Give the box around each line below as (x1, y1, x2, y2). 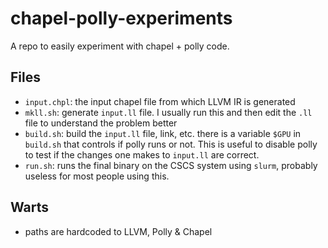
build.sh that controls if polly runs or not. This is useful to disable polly (24, 138, 318, 150)
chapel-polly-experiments (10, 7, 233, 30)
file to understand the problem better (24, 117, 178, 129)
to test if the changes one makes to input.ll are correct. (24, 148, 260, 161)
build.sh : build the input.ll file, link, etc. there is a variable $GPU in (24, 127, 302, 139)
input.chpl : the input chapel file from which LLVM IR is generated (24, 95, 296, 107)
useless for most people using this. (24, 170, 170, 182)
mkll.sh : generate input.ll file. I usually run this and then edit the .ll (24, 106, 313, 118)
